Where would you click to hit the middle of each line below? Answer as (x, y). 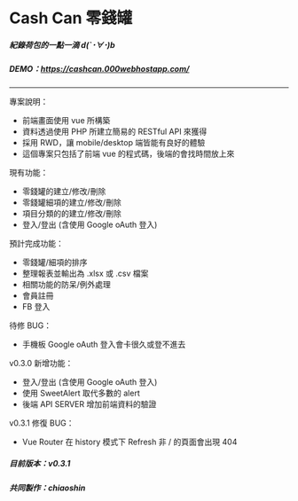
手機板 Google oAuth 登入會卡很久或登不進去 (104, 344)
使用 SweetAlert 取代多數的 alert (81, 393)
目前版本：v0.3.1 (40, 464)
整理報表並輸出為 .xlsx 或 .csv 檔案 (85, 273)
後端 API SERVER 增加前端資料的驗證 (89, 403)
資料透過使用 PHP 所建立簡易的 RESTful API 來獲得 (114, 131)
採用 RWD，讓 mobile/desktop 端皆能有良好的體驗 (114, 142)
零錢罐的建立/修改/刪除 (64, 191)
